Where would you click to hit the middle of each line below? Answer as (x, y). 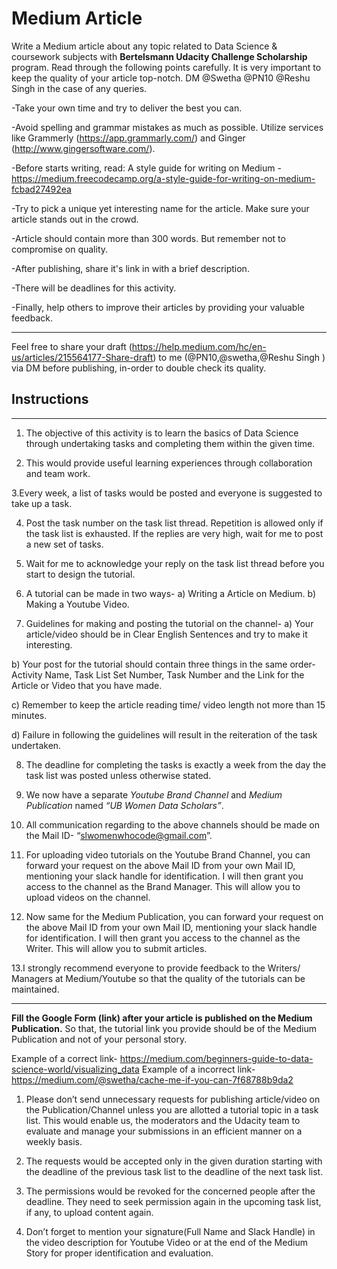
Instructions (50, 399)
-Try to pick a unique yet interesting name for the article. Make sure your (160, 208)
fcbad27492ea (41, 189)
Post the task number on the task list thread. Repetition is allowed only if (174, 523)
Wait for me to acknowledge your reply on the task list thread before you (175, 563)
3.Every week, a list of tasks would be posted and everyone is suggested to (167, 493)
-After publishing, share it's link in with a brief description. (130, 268)
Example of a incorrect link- (198, 1069)
